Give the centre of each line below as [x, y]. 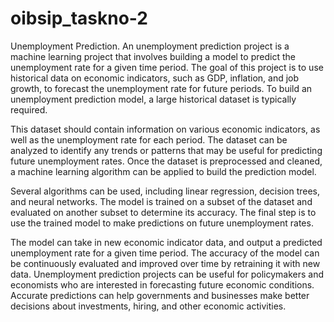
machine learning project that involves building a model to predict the [153, 56]
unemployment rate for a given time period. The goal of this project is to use [167, 67]
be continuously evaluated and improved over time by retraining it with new [165, 263]
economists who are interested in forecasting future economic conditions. [162, 284]
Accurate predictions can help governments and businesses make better [160, 295]
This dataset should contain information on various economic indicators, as [165, 129]
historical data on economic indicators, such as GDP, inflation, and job [155, 78]
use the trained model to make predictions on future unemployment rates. [162, 223]
